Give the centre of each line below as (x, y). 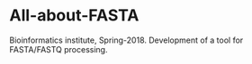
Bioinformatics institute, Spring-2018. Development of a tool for (126, 40)
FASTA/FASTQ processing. (58, 49)
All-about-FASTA (74, 16)
